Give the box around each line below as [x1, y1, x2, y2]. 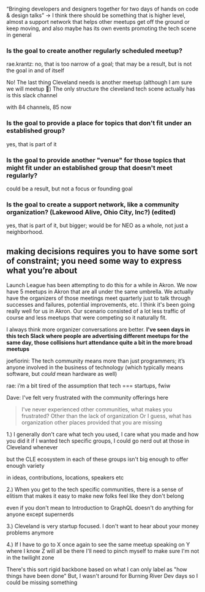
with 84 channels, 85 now [6, 103, 72, 111]
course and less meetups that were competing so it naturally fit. [6, 314, 167, 321]
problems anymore [6, 529, 54, 536]
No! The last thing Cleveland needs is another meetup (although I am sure [6, 79, 193, 86]
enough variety [6, 462, 45, 469]
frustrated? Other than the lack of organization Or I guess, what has [21, 413, 192, 419]
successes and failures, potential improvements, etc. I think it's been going [6, 301, 195, 308]
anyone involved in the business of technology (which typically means [6, 364, 184, 371]
